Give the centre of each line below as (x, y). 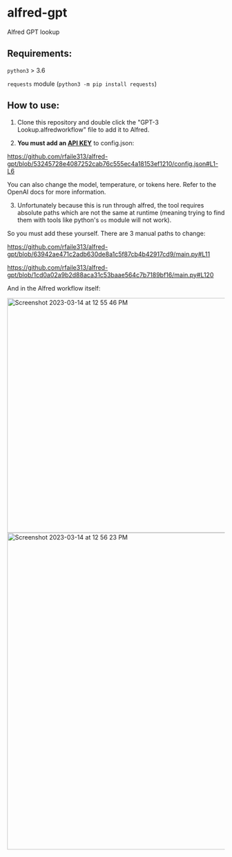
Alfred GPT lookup (33, 32)
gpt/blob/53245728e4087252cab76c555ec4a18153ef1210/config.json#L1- (113, 163)
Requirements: (40, 54)
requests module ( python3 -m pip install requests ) (82, 84)
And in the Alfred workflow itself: (54, 288)
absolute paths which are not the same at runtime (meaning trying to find (121, 212)
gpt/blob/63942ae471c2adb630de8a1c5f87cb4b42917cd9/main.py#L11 (109, 254)
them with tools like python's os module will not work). (94, 220)
